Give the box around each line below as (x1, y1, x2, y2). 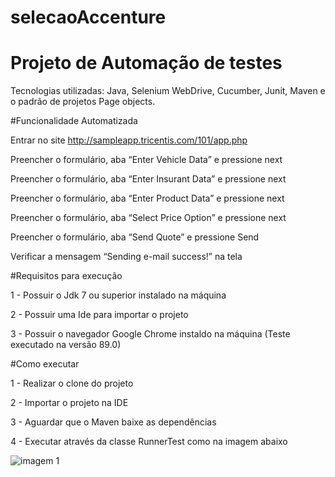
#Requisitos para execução (10, 270, 123, 282)
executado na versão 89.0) (10, 339, 122, 351)
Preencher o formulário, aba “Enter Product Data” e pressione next (10, 192, 285, 205)
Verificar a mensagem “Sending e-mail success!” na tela (10, 251, 243, 263)
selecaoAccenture (10, 6, 167, 29)
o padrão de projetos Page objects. (10, 96, 156, 108)
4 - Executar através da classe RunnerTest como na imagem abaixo (10, 436, 288, 448)
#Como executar (10, 358, 80, 370)
